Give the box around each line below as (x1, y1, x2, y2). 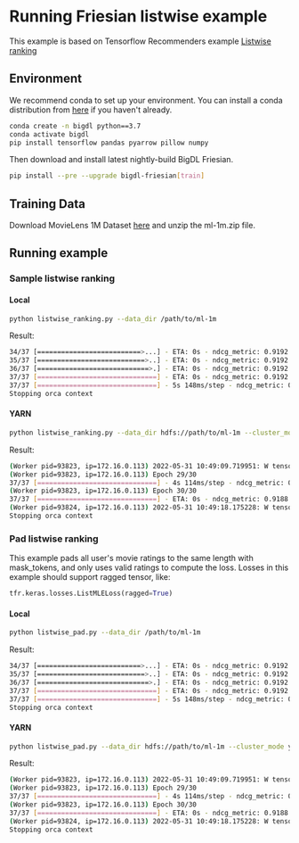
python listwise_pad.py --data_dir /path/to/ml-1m (9, 628, 201, 637)
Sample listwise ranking (9, 272, 116, 285)
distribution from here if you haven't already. (9, 104, 173, 115)
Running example (9, 245, 109, 260)
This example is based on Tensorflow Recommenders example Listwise (9, 36, 271, 46)
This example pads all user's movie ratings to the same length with (9, 553, 254, 564)
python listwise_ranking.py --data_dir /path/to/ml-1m (9, 314, 217, 323)
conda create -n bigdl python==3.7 (9, 121, 141, 130)
